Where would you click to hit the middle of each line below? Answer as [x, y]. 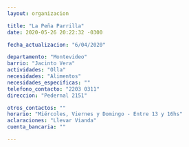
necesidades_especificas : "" [49, 82]
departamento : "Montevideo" [47, 57]
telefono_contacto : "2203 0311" [53, 89]
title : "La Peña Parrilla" [46, 26]
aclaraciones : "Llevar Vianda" [52, 121]
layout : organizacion [38, 13]
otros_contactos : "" [37, 108]
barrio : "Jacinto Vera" [41, 64]
